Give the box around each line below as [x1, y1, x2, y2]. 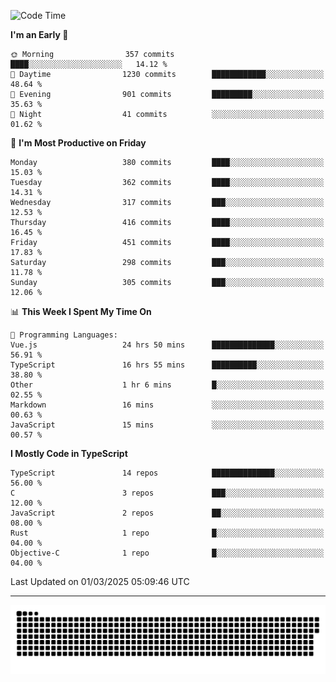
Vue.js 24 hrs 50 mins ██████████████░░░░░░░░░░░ [10, 340, 325, 350]
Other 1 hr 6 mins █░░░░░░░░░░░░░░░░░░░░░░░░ [10, 380, 325, 390]
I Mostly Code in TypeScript [10, 448, 128, 459]
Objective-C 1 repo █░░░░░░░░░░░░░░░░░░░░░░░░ [10, 548, 325, 558]
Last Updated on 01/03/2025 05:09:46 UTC [10, 576, 190, 587]
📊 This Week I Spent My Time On [10, 306, 152, 317]
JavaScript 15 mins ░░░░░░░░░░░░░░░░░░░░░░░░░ [10, 420, 325, 430]
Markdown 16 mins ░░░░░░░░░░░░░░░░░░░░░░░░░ [10, 400, 325, 410]
